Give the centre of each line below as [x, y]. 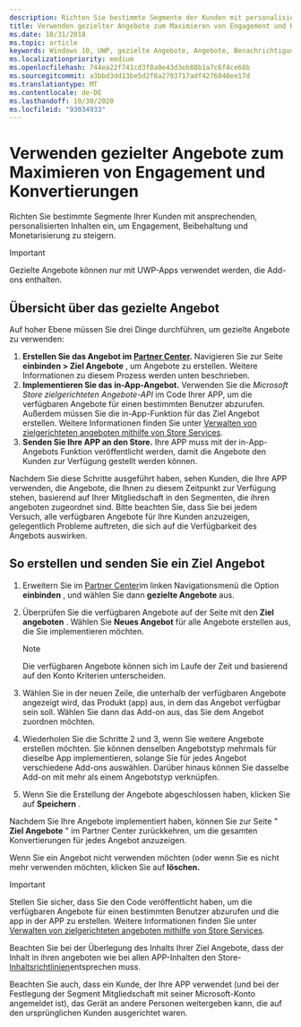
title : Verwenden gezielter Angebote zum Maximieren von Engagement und [148, 26]
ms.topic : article [43, 43]
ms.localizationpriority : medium [72, 59]
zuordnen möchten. [59, 721]
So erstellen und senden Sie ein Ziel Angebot [138, 564]
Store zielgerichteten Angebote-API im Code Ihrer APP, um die [137, 394]
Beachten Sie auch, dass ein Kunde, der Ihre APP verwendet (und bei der [144, 984]
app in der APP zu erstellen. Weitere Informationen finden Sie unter [133, 920]
